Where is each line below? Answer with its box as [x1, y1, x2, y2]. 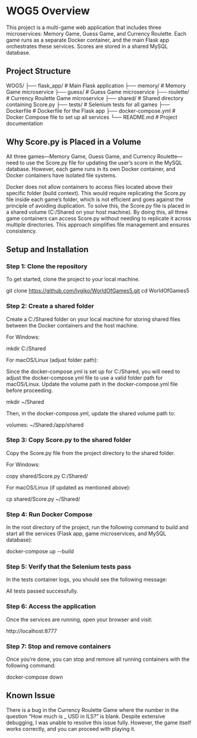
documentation [6, 120, 43, 127]
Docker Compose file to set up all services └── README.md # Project [6, 113, 177, 120]
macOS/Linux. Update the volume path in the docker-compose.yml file [6, 380, 178, 387]
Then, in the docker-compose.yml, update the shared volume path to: [6, 409, 176, 416]
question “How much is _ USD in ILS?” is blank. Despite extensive [6, 712, 166, 720]
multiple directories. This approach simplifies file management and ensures [6, 221, 190, 228]
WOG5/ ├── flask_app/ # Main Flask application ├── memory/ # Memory [6, 82, 186, 89]
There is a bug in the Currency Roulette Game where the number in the [6, 706, 179, 713]
